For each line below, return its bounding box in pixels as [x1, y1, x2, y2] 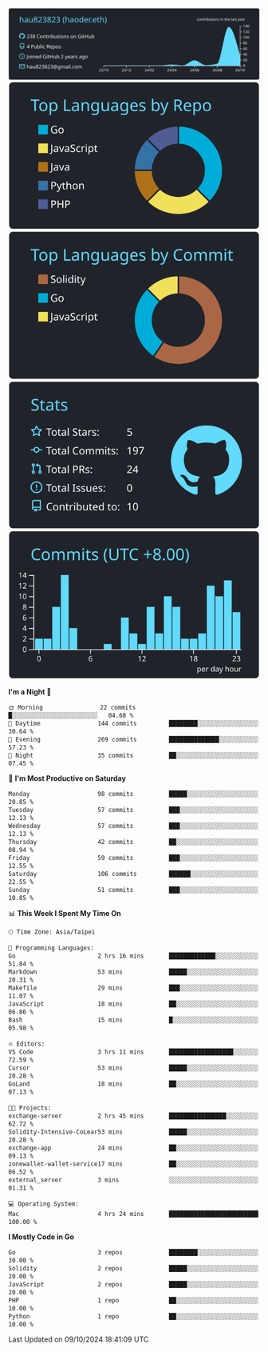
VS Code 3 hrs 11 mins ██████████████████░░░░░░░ [8, 1048, 259, 1056]
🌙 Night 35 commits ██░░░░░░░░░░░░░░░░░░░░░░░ [8, 751, 259, 759]
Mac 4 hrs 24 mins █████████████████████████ [8, 1210, 259, 1218]
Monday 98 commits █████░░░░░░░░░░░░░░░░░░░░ [8, 790, 259, 798]
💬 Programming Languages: [8, 944, 94, 952]
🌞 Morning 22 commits [8, 703, 136, 711]
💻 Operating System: [8, 1200, 80, 1208]
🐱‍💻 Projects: [8, 1104, 52, 1112]
